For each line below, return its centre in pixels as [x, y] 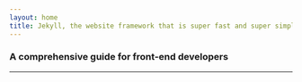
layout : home [34, 17]
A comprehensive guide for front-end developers [119, 57]
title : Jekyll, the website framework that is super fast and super [140, 26]
